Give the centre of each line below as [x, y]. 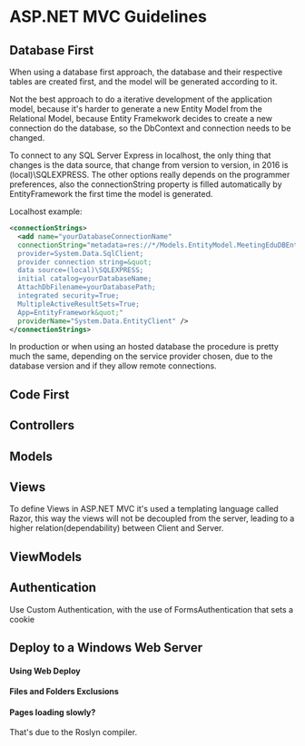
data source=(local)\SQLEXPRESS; [81, 270]
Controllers [42, 425]
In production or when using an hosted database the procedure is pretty [144, 347]
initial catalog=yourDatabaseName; [85, 279]
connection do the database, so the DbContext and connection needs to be [150, 128]
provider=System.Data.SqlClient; [81, 253]
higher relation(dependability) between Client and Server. [117, 528]
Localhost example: [46, 211]
